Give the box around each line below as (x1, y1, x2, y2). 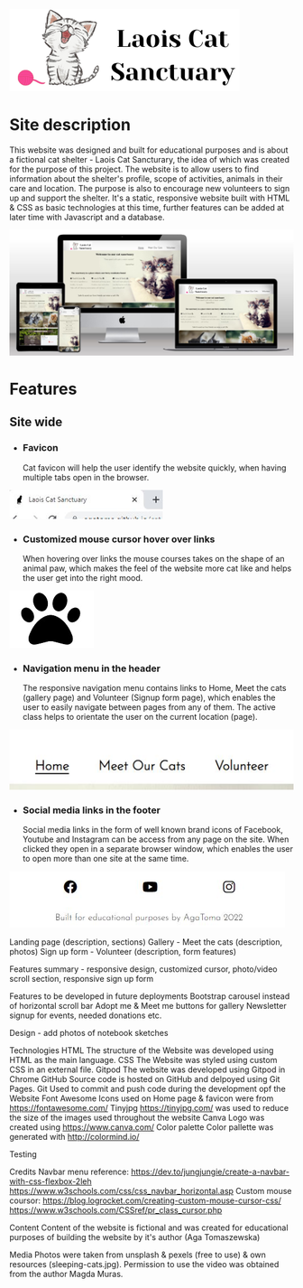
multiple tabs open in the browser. (22, 471, 150, 482)
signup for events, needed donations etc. (9, 1010, 162, 1021)
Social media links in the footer (22, 804, 161, 817)
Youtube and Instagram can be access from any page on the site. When (22, 834, 289, 845)
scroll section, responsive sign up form (9, 974, 154, 985)
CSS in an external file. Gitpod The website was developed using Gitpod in (9, 1064, 286, 1075)
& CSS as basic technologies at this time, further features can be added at (9, 201, 285, 212)
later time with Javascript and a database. (9, 211, 165, 222)
